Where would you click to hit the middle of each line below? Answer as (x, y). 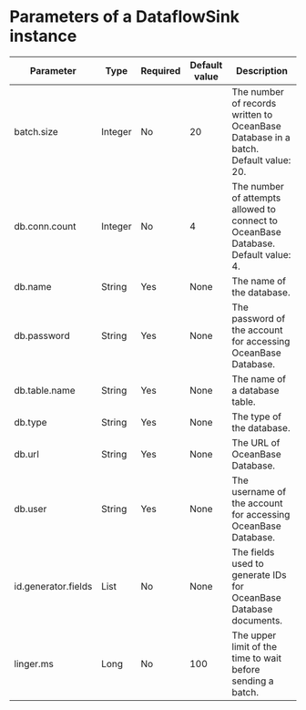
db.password (42, 335)
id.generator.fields (53, 586)
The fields (253, 551)
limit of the (255, 646)
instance (43, 36)
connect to (255, 221)
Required (161, 70)
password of (259, 318)
